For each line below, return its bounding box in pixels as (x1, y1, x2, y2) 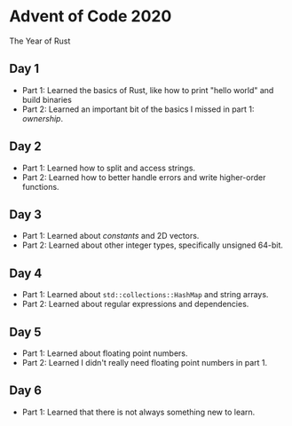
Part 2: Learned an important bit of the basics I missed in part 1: (21, 104, 255, 114)
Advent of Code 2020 (9, 6, 172, 27)
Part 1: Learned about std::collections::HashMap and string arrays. (21, 289, 269, 300)
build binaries (21, 94, 73, 105)
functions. (21, 181, 59, 192)
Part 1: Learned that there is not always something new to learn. (21, 406, 256, 417)
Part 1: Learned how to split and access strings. (21, 162, 196, 173)
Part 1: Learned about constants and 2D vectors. (21, 231, 200, 241)
